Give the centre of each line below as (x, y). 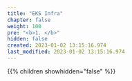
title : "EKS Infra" (35, 13)
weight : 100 (24, 26)
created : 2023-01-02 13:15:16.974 (57, 45)
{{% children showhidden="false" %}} (62, 71)
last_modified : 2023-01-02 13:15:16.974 (66, 52)
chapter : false (29, 20)
